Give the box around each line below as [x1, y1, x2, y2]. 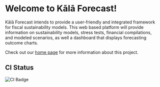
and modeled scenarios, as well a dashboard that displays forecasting [5, 35, 147, 41]
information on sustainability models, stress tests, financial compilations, [5, 29, 152, 35]
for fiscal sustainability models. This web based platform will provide [5, 24, 144, 30]
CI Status [5, 64, 34, 72]
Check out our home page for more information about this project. [5, 49, 139, 55]
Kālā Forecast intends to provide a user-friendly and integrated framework [5, 19, 156, 25]
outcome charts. [5, 40, 38, 45]
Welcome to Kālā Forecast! [5, 3, 117, 14]
